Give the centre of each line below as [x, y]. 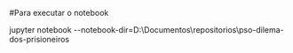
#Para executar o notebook [59, 13]
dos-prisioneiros [39, 39]
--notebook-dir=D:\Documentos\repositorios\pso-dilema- [179, 30]
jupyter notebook [41, 30]
